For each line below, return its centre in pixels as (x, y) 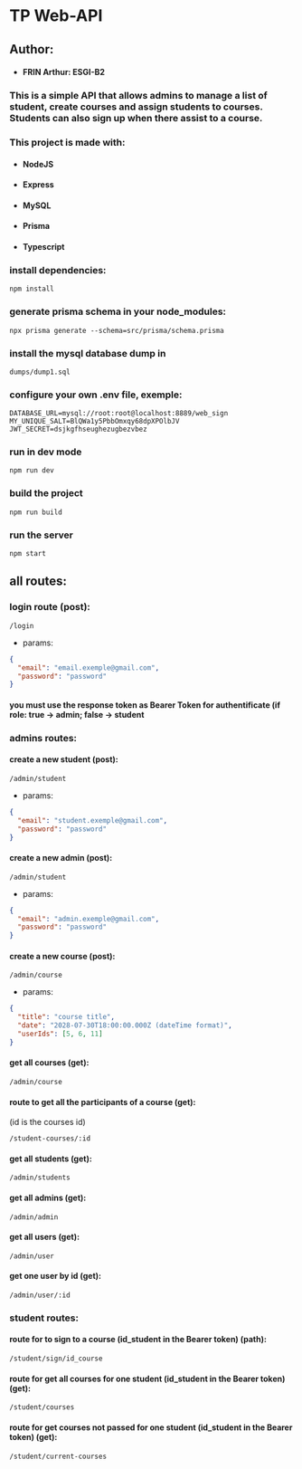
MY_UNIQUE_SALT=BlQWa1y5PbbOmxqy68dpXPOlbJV (94, 422)
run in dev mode (46, 452)
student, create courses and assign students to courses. (136, 107)
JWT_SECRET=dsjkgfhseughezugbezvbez (78, 429)
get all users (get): (44, 1237)
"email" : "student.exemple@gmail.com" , (93, 820)
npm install (32, 289)
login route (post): (50, 607)
